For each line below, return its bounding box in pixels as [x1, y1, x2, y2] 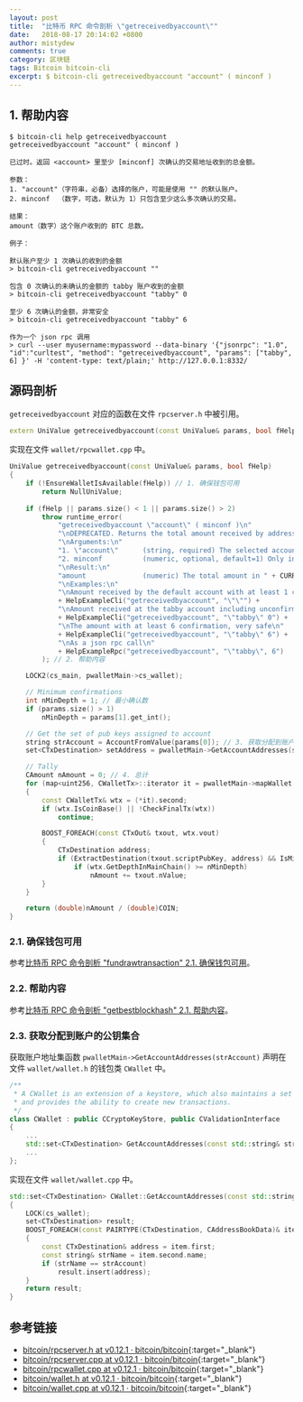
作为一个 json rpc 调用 [9, 332, 90, 341]
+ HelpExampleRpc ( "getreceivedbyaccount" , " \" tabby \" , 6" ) [57, 646, 284, 655]
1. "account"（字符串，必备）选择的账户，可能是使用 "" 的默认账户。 [9, 184, 242, 194]
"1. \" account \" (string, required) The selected [57, 546, 269, 555]
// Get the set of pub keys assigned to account [25, 729, 212, 738]
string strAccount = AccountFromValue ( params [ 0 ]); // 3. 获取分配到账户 [25, 738, 295, 747]
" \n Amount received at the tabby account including [57, 605, 256, 614]
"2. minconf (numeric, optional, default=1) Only [57, 554, 284, 563]
